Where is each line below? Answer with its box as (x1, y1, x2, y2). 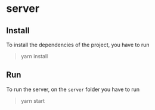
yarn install (20, 53, 48, 59)
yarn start (20, 97, 45, 104)
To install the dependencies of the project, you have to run (6, 41, 150, 48)
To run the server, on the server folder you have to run (6, 86, 140, 93)
